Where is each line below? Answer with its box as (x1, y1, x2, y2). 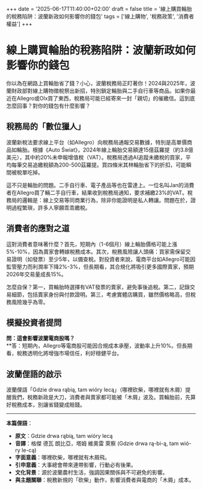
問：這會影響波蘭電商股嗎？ (6, 334, 75, 342)
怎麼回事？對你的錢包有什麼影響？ (6, 102, 91, 109)
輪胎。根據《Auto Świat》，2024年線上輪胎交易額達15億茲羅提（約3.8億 (16, 146, 194, 153)
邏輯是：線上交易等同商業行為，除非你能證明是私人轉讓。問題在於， (22, 196, 191, 203)
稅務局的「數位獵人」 (6, 121, 85, 132)
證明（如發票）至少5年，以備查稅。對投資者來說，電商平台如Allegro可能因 (11, 255, 195, 263)
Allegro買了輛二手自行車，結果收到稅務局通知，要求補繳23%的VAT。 (16, 189, 188, 196)
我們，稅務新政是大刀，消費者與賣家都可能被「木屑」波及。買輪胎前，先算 (11, 393, 196, 401)
